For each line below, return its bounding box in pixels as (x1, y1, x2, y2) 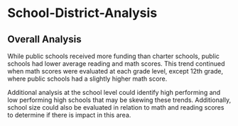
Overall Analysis (7, 33, 82, 45)
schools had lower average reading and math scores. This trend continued (7, 59, 225, 68)
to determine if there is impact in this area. (7, 111, 131, 119)
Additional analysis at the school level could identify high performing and (7, 88, 221, 96)
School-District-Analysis (7, 5, 158, 21)
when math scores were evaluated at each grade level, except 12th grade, (7, 67, 224, 75)
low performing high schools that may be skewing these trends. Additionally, (7, 96, 232, 104)
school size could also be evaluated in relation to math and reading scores (7, 103, 225, 111)
